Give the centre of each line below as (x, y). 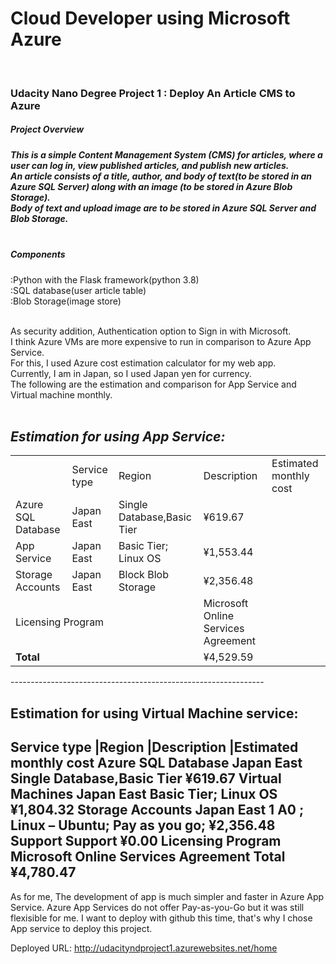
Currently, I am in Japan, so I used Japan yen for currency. (131, 373)
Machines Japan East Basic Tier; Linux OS (144, 794)
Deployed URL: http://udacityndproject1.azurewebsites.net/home (144, 948)
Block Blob (143, 575)
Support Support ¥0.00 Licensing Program (146, 841)
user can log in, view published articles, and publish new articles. (150, 165)
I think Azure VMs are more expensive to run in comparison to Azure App (161, 341)
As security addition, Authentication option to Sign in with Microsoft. (151, 331)
